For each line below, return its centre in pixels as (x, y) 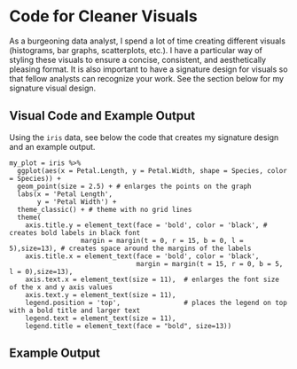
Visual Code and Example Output (102, 116)
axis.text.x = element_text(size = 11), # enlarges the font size (152, 279)
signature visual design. (53, 88)
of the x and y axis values (61, 287)
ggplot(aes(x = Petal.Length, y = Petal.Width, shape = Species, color (152, 170)
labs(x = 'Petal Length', (65, 194)
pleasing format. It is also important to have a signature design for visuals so (148, 69)
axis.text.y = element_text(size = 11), (101, 294)
